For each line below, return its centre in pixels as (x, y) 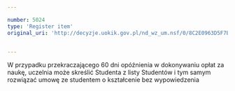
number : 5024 (26, 20)
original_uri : (28, 33)
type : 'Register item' (40, 26)
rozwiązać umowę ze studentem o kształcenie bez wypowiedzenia (103, 80)
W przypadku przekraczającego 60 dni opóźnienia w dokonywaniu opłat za (116, 65)
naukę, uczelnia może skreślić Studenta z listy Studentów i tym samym (109, 72)
